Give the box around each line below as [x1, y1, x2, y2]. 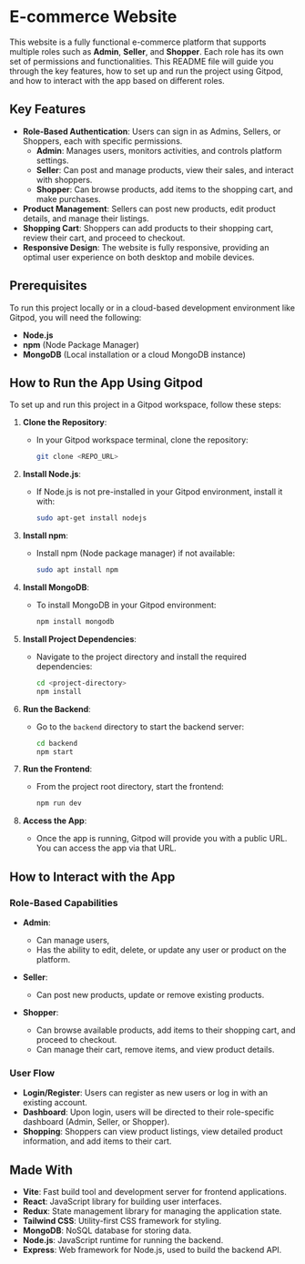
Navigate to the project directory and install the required [36, 651, 248, 662]
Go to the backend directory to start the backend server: [36, 721, 245, 732]
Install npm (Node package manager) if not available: [36, 548, 235, 559]
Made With [9, 1162, 73, 1177]
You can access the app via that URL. [36, 842, 178, 853]
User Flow [9, 1066, 56, 1079]
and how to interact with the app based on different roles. [9, 75, 225, 86]
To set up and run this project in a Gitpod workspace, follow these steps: [9, 399, 282, 411]
